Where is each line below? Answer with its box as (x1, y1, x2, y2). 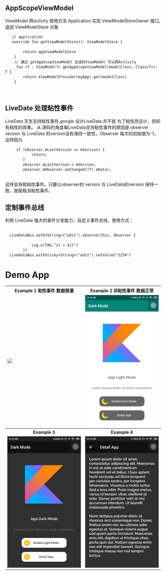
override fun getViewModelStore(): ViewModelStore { (11, 39, 123, 44)
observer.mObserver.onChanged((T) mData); (23, 167, 112, 172)
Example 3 (33, 429, 55, 435)
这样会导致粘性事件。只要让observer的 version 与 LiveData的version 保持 (5, 181, 154, 187)
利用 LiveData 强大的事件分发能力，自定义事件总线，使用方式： (5, 218, 134, 224)
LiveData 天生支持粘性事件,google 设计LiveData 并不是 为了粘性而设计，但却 (5, 118, 161, 124)
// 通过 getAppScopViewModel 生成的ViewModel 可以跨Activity (14, 59, 137, 64)
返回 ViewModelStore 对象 (5, 24, 59, 30)
